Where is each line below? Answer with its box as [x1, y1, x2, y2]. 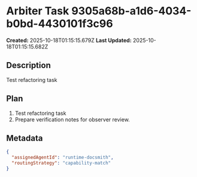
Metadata [6, 133, 43, 143]
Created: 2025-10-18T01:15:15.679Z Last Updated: [6, 36, 132, 44]
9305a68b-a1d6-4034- [71, 4, 192, 18]
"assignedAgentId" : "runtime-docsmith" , [11, 154, 114, 161]
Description [6, 60, 51, 71]
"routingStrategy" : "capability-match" [11, 160, 111, 166]
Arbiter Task [6, 4, 69, 18]
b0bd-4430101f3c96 [6, 17, 113, 30]
